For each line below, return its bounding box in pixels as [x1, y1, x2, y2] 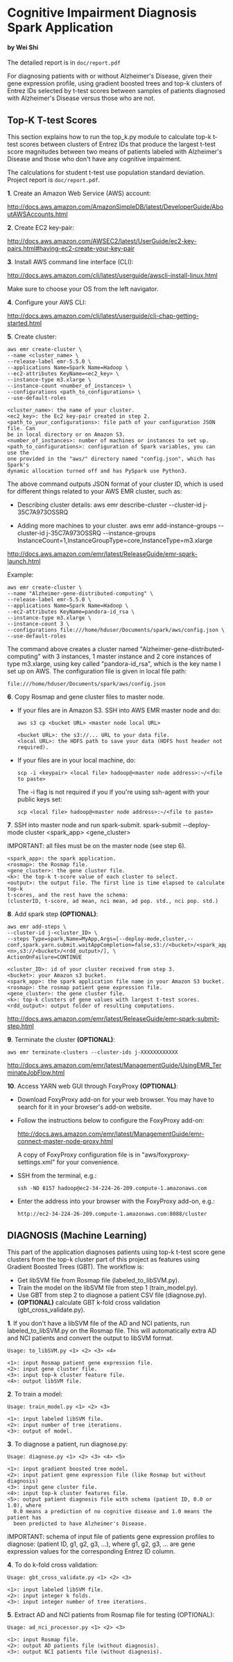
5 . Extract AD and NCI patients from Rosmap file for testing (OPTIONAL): [7, 1611, 215, 1619]
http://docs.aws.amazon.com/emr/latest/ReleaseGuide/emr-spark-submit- [7, 1015, 220, 1023]
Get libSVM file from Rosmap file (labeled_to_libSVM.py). [17, 1276, 180, 1285]
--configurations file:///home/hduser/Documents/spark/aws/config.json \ [7, 627, 225, 634]
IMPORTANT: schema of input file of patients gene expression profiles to [7, 1533, 215, 1541]
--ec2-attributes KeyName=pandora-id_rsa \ [7, 608, 135, 616]
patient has [7, 1514, 42, 1522]
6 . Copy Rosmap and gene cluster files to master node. [7, 693, 165, 701]
